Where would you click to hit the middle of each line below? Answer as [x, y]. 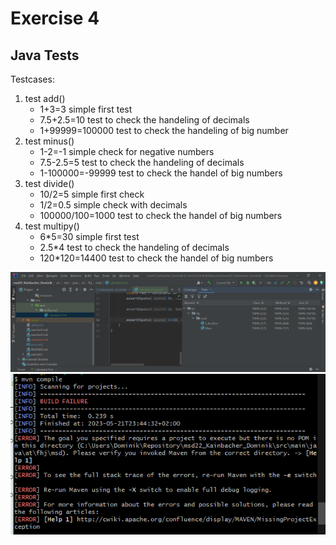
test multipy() [52, 226]
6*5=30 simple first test [89, 236]
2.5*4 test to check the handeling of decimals [134, 247]
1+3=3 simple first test [86, 109]
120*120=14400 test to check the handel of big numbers [156, 258]
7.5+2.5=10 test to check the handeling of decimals [144, 120]
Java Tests [45, 55]
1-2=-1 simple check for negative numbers [127, 151]
